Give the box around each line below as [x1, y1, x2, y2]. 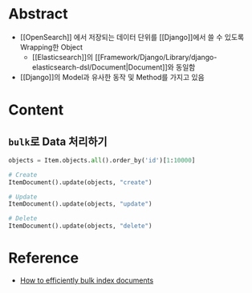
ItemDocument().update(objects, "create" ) [8, 178, 152, 187]
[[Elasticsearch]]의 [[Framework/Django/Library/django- [31, 52, 217, 62]
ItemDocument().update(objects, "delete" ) [8, 222, 152, 231]
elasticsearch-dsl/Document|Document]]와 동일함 [31, 62, 196, 72]
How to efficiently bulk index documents [19, 275, 154, 285]
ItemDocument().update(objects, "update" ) [8, 200, 152, 208]
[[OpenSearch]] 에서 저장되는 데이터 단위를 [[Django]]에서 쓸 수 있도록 [19, 32, 245, 42]
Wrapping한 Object [19, 42, 83, 52]
